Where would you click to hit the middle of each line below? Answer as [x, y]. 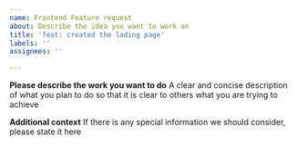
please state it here [46, 131]
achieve [24, 104]
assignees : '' [36, 52]
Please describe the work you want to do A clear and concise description [149, 85]
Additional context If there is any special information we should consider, [148, 122]
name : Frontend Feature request [71, 18]
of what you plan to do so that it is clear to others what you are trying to [143, 95]
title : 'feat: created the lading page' [87, 34]
